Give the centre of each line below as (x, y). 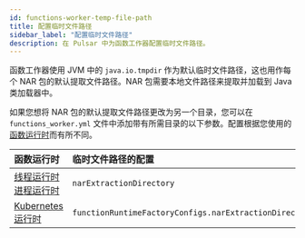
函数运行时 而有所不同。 (53, 135)
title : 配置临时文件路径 (51, 26)
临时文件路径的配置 (113, 160)
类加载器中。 (33, 93)
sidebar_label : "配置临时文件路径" (71, 35)
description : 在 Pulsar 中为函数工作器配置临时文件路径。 (110, 43)
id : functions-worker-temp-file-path (81, 18)
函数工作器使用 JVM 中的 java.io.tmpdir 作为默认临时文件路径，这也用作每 (151, 70)
